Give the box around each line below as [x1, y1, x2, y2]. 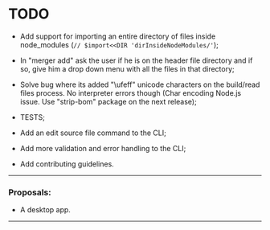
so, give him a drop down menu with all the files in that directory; [19, 64, 235, 73]
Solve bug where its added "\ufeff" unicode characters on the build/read [19, 80, 260, 89]
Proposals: [8, 187, 51, 198]
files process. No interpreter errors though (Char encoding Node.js [19, 88, 242, 97]
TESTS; [19, 112, 46, 121]
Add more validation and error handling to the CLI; [19, 143, 186, 153]
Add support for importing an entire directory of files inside [19, 31, 216, 41]
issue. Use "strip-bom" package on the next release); [19, 97, 197, 106]
